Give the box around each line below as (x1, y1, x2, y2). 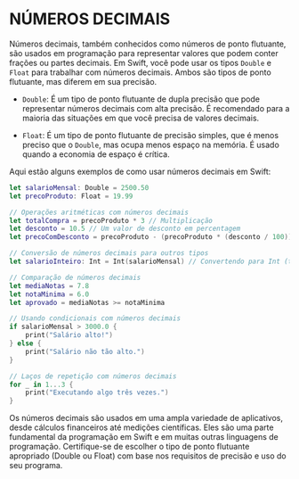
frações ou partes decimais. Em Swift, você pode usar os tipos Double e (9, 57, 272, 68)
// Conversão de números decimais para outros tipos (9, 249, 209, 258)
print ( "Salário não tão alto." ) (25, 347, 145, 356)
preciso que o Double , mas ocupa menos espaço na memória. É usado (21, 139, 280, 150)
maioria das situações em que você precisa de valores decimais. (21, 112, 260, 123)
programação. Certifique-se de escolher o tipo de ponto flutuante (9, 442, 250, 452)
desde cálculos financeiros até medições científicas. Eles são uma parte (9, 422, 274, 433)
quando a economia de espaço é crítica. (21, 148, 171, 160)
